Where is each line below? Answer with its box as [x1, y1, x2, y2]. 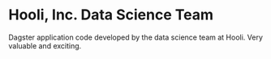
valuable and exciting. [8, 40, 82, 50]
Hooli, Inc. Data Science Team [8, 6, 213, 24]
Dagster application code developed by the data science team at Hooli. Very [8, 32, 264, 42]
